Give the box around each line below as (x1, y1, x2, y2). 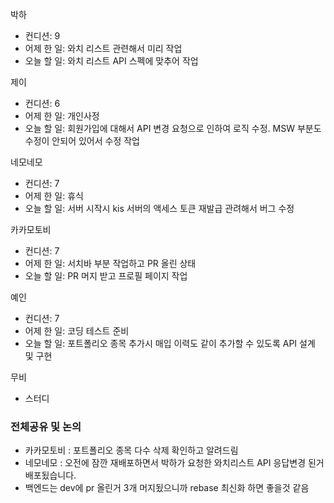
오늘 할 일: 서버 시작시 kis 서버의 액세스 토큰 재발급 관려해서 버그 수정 (24, 203, 295, 214)
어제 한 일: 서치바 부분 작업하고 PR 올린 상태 (24, 258, 197, 269)
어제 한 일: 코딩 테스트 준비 (24, 325, 130, 337)
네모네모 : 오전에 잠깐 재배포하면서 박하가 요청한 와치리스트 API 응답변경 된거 (24, 457, 325, 469)
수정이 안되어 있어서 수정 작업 (24, 135, 140, 147)
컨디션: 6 (24, 98, 61, 109)
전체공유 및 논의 (10, 419, 82, 433)
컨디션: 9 (24, 30, 61, 42)
